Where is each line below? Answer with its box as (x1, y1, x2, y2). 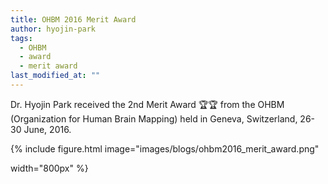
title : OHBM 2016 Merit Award (10, 14, 137, 25)
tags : (10, 33, 33, 43)
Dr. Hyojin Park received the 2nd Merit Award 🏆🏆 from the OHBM (10, 98, 285, 110)
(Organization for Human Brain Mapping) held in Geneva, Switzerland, (10, 112, 298, 125)
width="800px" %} (10, 162, 89, 174)
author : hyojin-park (10, 24, 97, 34)
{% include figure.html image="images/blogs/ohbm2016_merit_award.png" (10, 142, 320, 155)
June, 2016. (23, 123, 72, 135)
